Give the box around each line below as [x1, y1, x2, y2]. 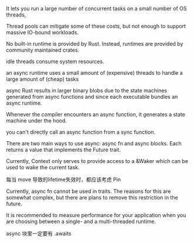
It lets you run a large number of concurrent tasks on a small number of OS [6, 5, 187, 12]
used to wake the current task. [6, 164, 80, 171]
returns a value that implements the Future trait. [6, 147, 121, 153]
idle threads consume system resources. [6, 58, 104, 65]
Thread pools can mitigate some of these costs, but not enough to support [6, 23, 186, 29]
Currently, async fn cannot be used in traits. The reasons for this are [6, 188, 171, 195]
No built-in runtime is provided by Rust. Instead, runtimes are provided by [6, 41, 183, 47]
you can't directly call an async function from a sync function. [6, 129, 156, 135]
